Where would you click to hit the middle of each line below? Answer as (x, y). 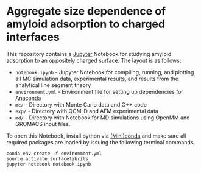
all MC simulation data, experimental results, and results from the (97, 79)
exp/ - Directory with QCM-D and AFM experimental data (86, 111)
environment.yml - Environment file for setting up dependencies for (99, 91)
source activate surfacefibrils (47, 159)
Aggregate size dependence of (86, 11)
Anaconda (28, 98)
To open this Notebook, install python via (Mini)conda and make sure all (96, 136)
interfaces (33, 37)
